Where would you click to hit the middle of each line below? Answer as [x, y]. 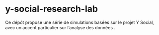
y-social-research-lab [52, 9]
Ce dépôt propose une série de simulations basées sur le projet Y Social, [79, 22]
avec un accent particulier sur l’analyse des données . [60, 27]
